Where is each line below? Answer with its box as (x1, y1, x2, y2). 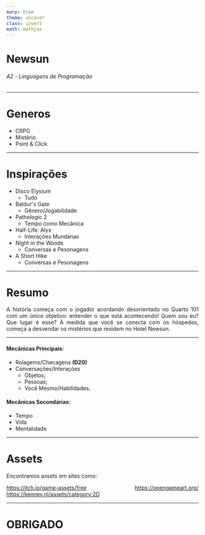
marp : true (6, 9, 34, 15)
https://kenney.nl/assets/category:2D (6, 490, 100, 498)
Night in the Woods (15, 239, 64, 246)
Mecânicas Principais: (6, 345, 64, 353)
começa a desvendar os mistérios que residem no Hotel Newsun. (6, 325, 171, 332)
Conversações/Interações (15, 365, 81, 372)
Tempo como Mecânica (24, 220, 84, 227)
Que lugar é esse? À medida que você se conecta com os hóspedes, (6, 318, 199, 326)
